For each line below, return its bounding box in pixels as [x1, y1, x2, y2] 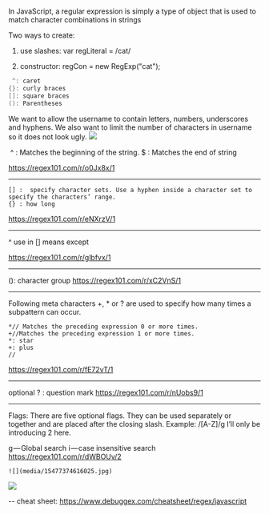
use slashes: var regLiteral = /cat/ [19, 46, 131, 56]
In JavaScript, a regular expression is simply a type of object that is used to [8, 6, 257, 16]
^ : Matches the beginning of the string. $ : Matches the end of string [10, 147, 238, 157]
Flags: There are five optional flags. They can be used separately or [8, 411, 232, 420]
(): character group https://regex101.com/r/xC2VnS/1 [8, 275, 182, 285]
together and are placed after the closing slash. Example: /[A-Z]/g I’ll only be [8, 419, 261, 428]
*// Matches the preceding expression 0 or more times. [8, 323, 199, 331]
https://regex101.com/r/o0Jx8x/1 [8, 163, 115, 172]
